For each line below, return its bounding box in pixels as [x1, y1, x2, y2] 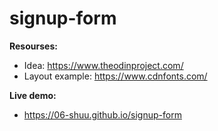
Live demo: [9, 89, 57, 101]
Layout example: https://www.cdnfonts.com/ [23, 70, 208, 82]
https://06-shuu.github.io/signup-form [23, 108, 182, 121]
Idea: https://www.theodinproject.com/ [23, 59, 184, 71]
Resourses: [9, 40, 58, 52]
